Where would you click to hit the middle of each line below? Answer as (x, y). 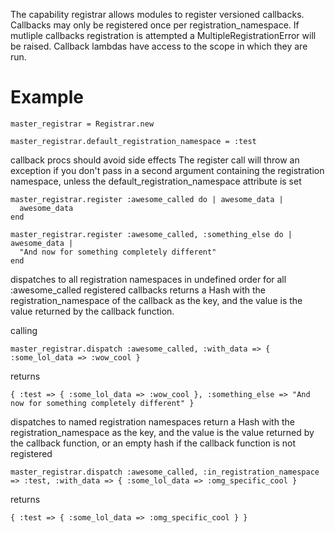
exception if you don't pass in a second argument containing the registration (167, 170)
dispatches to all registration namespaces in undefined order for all (148, 279)
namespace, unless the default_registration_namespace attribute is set (156, 181)
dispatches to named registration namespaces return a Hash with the (152, 421)
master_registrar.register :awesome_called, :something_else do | (151, 234)
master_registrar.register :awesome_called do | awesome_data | (147, 199)
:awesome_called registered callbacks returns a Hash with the (138, 290)
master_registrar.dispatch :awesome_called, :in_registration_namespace (165, 472)
